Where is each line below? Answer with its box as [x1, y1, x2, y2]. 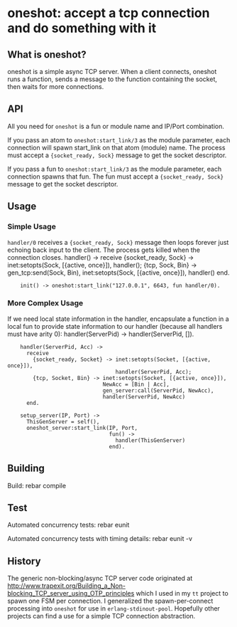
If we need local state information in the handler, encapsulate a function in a [7, 315, 229, 323]
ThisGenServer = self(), [26, 418, 100, 425]
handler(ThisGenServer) [115, 436, 186, 444]
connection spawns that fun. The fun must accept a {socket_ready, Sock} [7, 172, 224, 181]
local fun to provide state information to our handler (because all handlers [7, 322, 223, 330]
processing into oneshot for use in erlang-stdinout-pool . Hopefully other [7, 604, 220, 613]
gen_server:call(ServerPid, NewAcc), [102, 386, 214, 394]
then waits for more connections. [7, 83, 104, 90]
